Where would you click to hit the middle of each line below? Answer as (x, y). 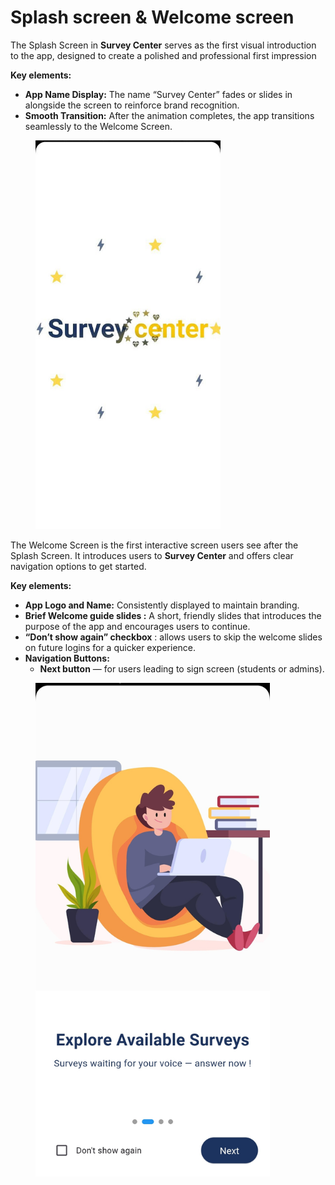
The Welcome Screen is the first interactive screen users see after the (154, 545)
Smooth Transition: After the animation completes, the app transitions (169, 115)
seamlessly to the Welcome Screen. (98, 126)
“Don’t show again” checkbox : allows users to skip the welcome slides (173, 637)
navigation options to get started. (78, 567)
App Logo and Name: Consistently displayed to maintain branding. (162, 605)
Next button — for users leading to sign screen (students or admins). (182, 669)
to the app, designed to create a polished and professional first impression (163, 55)
